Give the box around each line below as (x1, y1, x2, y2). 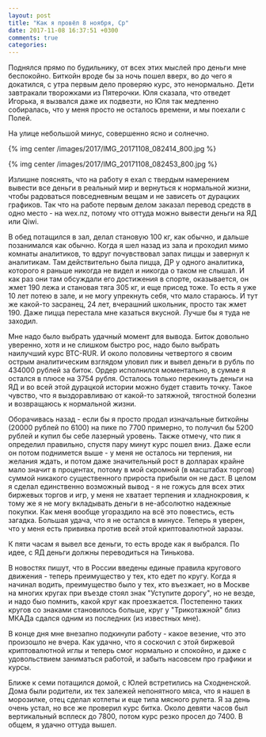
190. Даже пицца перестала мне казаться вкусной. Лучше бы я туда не (8, 308, 251, 318)
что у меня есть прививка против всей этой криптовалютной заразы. (8, 524, 244, 533)
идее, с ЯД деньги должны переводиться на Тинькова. (8, 548, 195, 557)
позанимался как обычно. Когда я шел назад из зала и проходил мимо (8, 241, 249, 250)
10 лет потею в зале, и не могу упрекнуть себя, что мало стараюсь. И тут (8, 291, 258, 301)
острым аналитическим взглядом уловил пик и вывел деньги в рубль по (8, 357, 255, 367)
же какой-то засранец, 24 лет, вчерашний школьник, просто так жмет (8, 300, 247, 309)
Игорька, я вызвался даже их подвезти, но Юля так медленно (8, 97, 219, 106)
